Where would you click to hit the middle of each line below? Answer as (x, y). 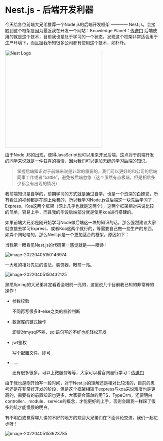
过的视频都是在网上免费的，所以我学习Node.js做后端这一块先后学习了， (85, 200)
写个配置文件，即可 (31, 353)
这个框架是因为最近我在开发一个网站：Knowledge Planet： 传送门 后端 (83, 30)
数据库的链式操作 (29, 322)
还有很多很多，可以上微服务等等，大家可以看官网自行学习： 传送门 (78, 372)
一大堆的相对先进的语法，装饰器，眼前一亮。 (50, 265)
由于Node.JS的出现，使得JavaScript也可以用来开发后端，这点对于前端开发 (80, 154)
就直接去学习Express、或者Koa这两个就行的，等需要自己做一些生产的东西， (81, 228)
